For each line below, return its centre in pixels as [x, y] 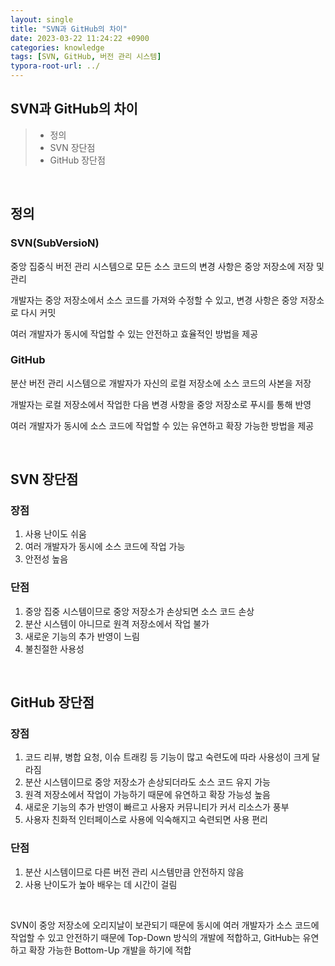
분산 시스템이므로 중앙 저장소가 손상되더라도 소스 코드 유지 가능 [147, 782]
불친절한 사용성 [54, 648]
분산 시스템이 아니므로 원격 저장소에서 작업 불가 [117, 623]
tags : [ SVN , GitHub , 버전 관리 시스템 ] [86, 57]
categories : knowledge [57, 47]
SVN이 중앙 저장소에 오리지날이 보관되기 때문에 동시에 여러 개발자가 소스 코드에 [165, 925]
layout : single [42, 19]
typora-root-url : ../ [55, 66]
